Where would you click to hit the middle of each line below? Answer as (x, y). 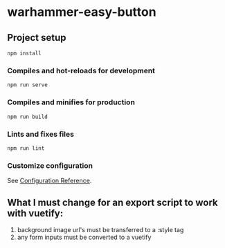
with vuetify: (35, 213)
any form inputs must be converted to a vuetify (84, 237)
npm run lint (26, 148)
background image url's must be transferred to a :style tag (100, 230)
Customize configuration (50, 165)
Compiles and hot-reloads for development (81, 70)
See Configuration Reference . (49, 181)
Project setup (37, 38)
